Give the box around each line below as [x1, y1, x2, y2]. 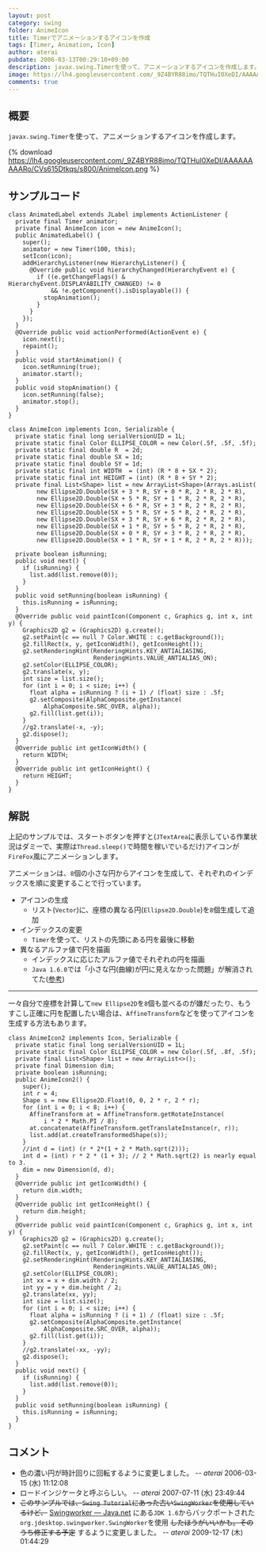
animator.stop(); [22, 398, 80, 406]
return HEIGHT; [22, 772, 73, 780]
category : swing [8, 19, 62, 27]
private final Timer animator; [15, 218, 119, 226]
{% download [8, 147, 53, 157]
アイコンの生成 [19, 895, 69, 904]
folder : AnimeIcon [8, 26, 69, 34]
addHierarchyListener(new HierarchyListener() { [22, 259, 186, 268]
